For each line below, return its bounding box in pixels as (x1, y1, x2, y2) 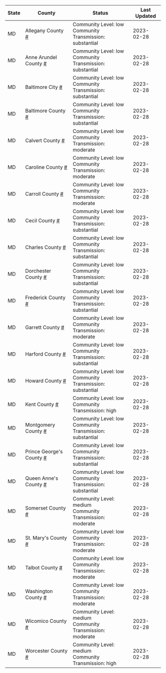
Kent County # (25, 401, 59, 408)
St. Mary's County (25, 534, 68, 541)
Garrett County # (25, 324, 65, 331)
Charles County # (25, 244, 66, 250)
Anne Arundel (25, 54, 57, 61)
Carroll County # (25, 191, 64, 197)
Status (92, 9, 109, 16)
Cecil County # (25, 217, 60, 224)
